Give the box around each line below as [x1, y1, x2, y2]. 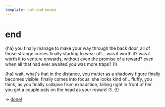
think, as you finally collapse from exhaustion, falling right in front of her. [5, 81, 153, 87]
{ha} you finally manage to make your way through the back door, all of [5, 45, 150, 51]
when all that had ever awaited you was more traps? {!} [5, 61, 118, 67]
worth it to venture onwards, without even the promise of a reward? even [5, 56, 154, 62]
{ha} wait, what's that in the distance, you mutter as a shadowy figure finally [5, 71, 161, 77]
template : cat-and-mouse [5, 7, 56, 12]
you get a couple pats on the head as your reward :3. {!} [5, 87, 119, 93]
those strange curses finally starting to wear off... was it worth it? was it [5, 50, 151, 56]
